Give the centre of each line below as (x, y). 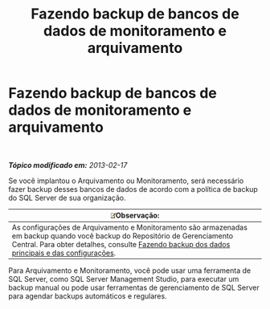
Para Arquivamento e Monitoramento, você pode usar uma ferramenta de (130, 270)
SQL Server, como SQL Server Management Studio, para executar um (124, 279)
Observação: (137, 215)
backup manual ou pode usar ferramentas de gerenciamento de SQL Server (134, 288)
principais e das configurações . (64, 253)
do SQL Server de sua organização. (67, 197)
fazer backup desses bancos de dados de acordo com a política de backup (133, 189)
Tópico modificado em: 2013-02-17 (68, 165)
